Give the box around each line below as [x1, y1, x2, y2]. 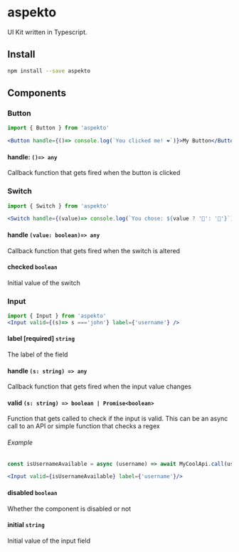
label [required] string [7, 334, 75, 343]
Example [7, 438, 33, 447]
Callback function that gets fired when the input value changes [7, 382, 192, 391]
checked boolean [7, 262, 58, 271]
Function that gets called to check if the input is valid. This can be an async [7, 414, 228, 423]
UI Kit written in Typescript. [7, 28, 87, 36]
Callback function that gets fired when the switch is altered [7, 246, 180, 255]
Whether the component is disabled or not [7, 504, 132, 513]
